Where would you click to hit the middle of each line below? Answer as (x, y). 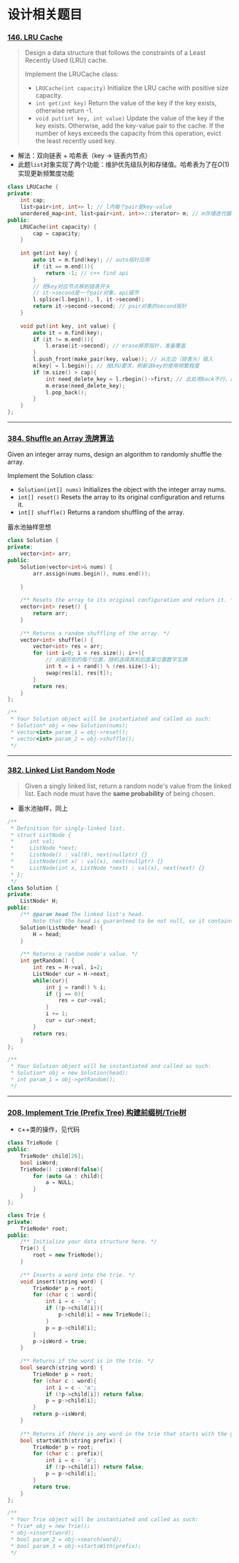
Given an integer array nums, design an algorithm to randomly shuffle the (115, 455)
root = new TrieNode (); (68, 1255)
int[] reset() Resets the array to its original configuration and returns (121, 497)
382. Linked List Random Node (62, 770)
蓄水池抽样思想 (29, 527)
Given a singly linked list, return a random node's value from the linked (128, 786)
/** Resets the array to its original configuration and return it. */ (128, 600)
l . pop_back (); (66, 393)
